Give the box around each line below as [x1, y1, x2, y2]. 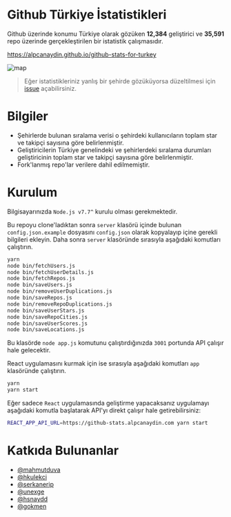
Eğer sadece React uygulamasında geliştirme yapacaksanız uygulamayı [7, 399, 210, 408]
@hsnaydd [17, 494, 48, 503]
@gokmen [17, 502, 47, 510]
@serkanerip [17, 480, 54, 488]
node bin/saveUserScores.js [7, 320, 88, 327]
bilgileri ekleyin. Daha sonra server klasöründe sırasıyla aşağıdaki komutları [7, 235, 221, 244]
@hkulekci [17, 472, 47, 481]
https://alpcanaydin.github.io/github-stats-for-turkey [7, 50, 157, 59]
